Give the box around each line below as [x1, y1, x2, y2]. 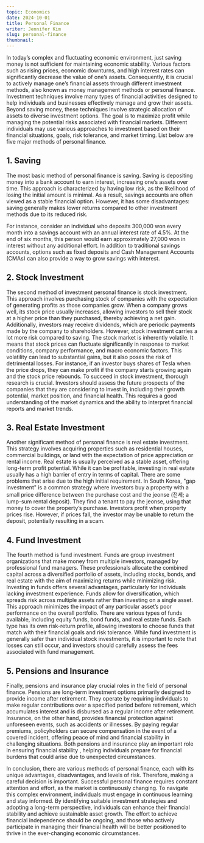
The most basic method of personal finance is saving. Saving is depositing [6, 172, 193, 179]
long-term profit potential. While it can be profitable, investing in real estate [6, 464, 195, 472]
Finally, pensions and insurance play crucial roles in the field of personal [6, 682, 188, 690]
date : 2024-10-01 [6, 15, 51, 21]
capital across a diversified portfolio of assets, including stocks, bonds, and [6, 570, 196, 578]
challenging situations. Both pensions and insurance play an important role [6, 740, 194, 747]
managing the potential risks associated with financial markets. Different [6, 119, 188, 125]
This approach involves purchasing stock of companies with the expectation [6, 295, 198, 302]
